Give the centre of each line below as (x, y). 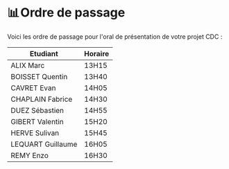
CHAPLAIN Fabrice (42, 99)
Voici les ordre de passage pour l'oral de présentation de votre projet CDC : (115, 36)
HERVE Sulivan (35, 133)
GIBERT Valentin (37, 121)
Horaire (97, 53)
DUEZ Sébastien (37, 110)
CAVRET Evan (33, 88)
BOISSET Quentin (39, 76)
